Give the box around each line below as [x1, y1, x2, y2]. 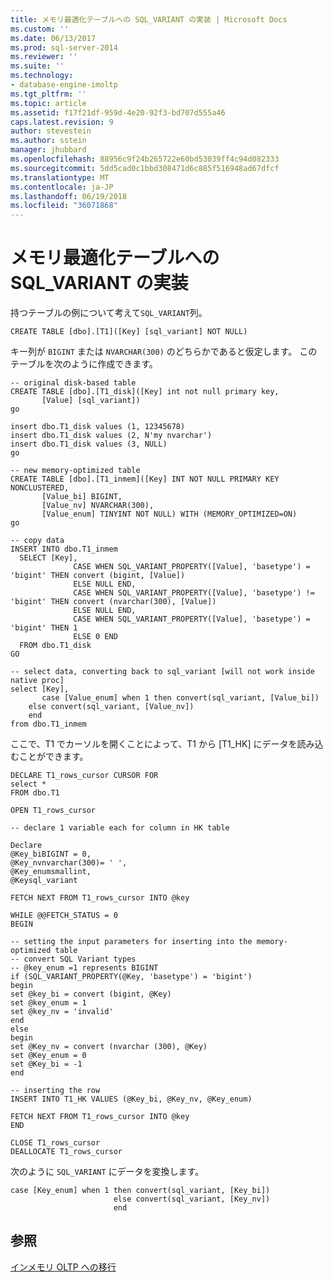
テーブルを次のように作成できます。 [10, 358, 158, 370]
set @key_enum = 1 [10, 998, 87, 1008]
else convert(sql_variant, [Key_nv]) [113, 1194, 271, 1205]
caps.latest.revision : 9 [10, 117, 114, 127]
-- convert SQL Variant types [10, 954, 137, 965]
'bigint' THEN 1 [10, 623, 78, 633]
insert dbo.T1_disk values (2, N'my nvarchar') [10, 431, 213, 441]
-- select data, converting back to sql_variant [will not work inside [10, 667, 315, 677]
